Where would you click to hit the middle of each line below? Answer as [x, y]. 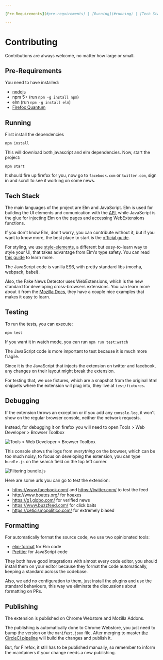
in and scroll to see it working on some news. [50, 181]
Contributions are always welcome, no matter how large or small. [70, 55]
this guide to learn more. [30, 257]
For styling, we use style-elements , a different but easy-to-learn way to [76, 247]
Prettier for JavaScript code [40, 552]
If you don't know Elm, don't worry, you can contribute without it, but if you [80, 232]
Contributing [31, 42]
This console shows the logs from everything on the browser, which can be [80, 451]
